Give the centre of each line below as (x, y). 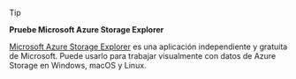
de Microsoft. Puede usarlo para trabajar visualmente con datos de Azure (143, 56)
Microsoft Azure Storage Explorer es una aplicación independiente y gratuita (148, 47)
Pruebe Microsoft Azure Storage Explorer (87, 29)
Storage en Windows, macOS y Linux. (78, 65)
